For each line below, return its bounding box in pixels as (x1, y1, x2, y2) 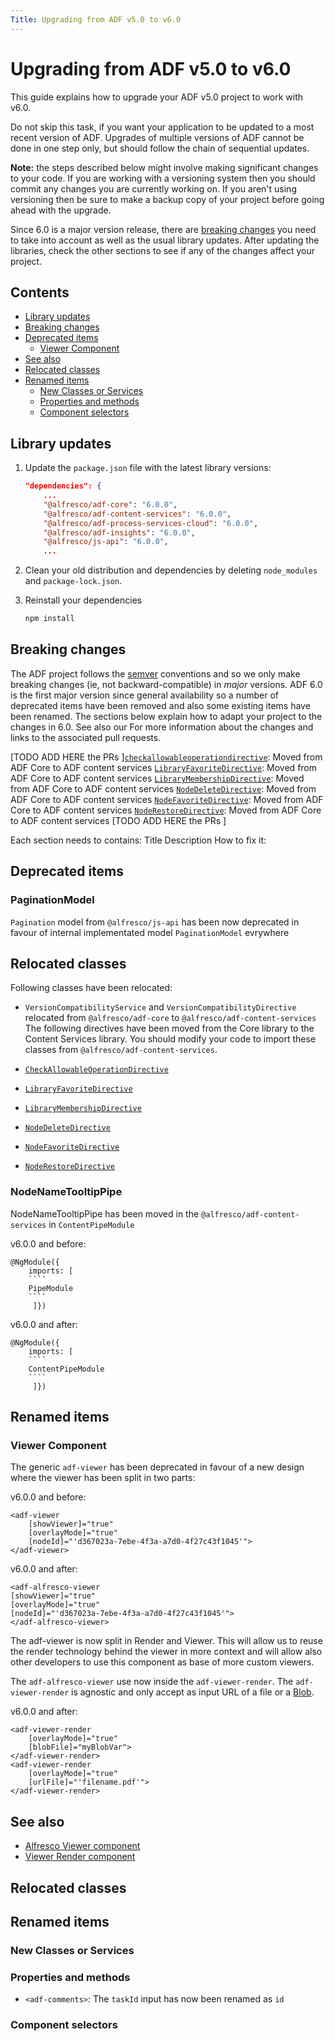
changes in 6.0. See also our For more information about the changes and (10, 721, 314, 733)
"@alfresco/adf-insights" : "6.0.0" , (43, 527, 196, 538)
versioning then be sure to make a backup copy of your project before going (10, 193, 325, 205)
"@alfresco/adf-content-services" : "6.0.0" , (43, 509, 232, 519)
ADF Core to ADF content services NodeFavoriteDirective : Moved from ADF (10, 793, 324, 805)
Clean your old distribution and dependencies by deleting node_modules (24, 564, 318, 576)
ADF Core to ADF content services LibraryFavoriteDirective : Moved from (10, 761, 318, 773)
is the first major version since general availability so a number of (10, 689, 279, 701)
